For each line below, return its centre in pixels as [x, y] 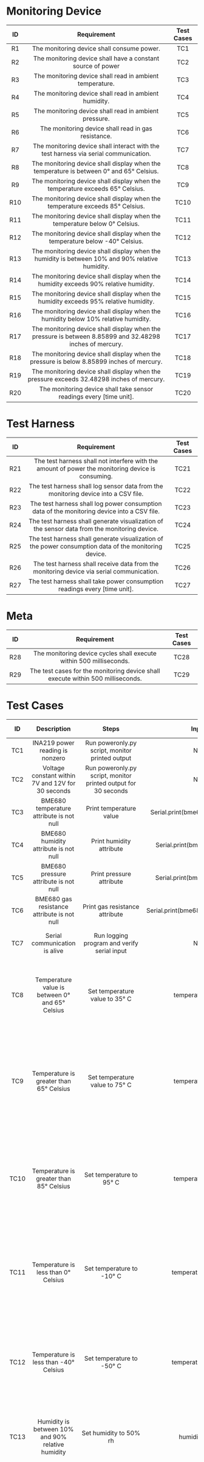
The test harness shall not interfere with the [96, 461]
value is [53, 987]
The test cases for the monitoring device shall [95, 670]
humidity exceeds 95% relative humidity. [96, 301]
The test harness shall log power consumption [96, 503]
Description [53, 728]
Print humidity [111, 841]
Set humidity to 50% [111, 1433]
